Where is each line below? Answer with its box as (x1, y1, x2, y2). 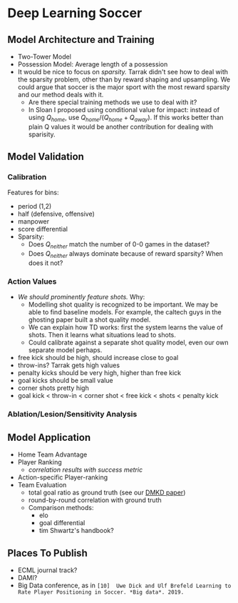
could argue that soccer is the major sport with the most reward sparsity (17, 83, 230, 91)
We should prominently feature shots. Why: (17, 293, 145, 301)
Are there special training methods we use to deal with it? (28, 98, 197, 106)
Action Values (7, 276, 57, 286)
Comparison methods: (28, 504, 94, 512)
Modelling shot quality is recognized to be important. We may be (28, 300, 219, 309)
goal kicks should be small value (17, 377, 113, 385)
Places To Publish (7, 547, 88, 559)
